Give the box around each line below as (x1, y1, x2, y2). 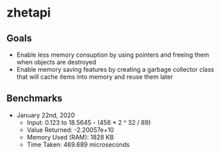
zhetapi (6, 5, 51, 21)
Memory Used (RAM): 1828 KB (26, 133, 115, 141)
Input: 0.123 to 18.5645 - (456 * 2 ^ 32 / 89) (26, 118, 151, 126)
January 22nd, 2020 (16, 110, 75, 119)
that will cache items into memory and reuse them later (16, 73, 173, 81)
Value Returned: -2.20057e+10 (26, 126, 115, 134)
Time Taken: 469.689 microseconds (26, 140, 130, 148)
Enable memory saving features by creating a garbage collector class (16, 66, 215, 73)
